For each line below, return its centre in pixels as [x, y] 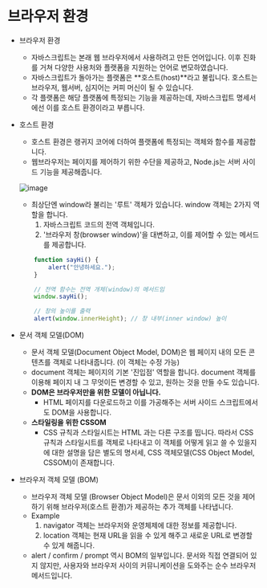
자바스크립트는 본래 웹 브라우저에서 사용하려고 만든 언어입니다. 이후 [136, 57]
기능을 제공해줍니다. [71, 171]
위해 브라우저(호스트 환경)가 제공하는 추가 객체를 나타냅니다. [140, 507]
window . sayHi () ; [61, 297]
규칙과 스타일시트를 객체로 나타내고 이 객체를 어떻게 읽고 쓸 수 [139, 443]
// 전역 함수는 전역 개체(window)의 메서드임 [99, 289]
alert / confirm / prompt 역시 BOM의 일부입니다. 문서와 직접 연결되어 [140, 556]
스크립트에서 [239, 402]
